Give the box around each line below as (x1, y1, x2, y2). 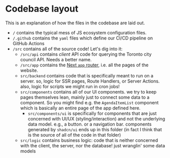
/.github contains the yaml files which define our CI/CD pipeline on (12, 35, 153, 41)
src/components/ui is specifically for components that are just (27, 110, 157, 116)
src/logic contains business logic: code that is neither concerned (20, 137, 158, 143)
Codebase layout (5, 3, 79, 15)
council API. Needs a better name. (20, 56, 92, 62)
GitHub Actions (12, 40, 45, 46)
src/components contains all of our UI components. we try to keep (20, 89, 157, 95)
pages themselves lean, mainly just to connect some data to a (20, 94, 150, 100)
